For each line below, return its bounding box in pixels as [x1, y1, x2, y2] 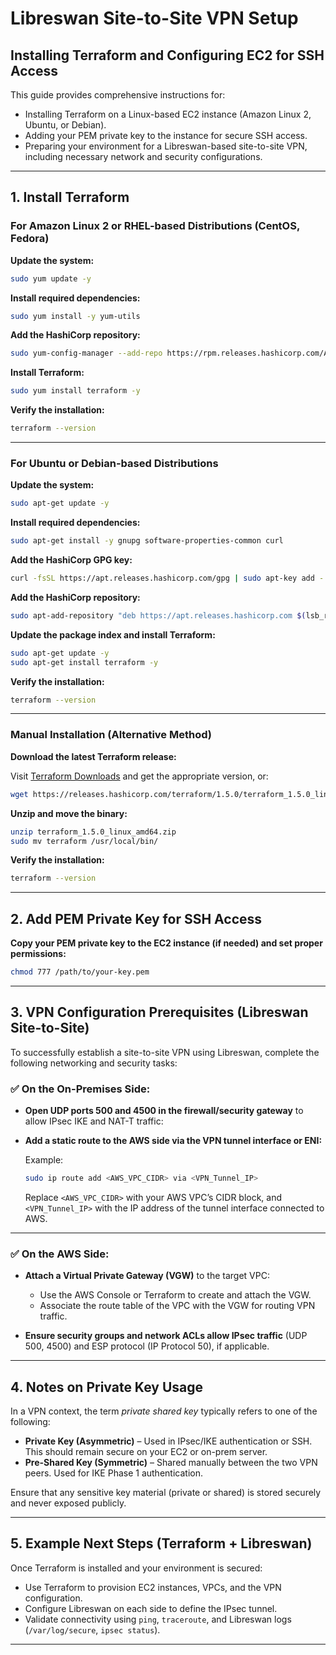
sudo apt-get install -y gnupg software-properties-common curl [10, 536, 284, 546]
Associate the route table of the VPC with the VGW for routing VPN [39, 1300, 316, 1312]
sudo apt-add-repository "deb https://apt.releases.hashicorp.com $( [10, 610, 307, 621]
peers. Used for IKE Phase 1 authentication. [24, 1467, 203, 1479]
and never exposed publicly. [10, 1497, 127, 1509]
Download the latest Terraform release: [10, 750, 177, 762]
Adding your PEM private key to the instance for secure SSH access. [24, 130, 308, 141]
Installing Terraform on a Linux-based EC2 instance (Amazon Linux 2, [24, 108, 312, 120]
